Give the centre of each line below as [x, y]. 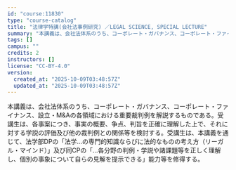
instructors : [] [31, 60]
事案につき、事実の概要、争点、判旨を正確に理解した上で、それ [130, 124]
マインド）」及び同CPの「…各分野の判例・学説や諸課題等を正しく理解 [120, 150]
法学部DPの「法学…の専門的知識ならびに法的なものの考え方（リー [122, 142]
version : [20, 72]
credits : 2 [23, 53]
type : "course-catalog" [42, 20]
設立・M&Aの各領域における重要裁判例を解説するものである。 [127, 115]
